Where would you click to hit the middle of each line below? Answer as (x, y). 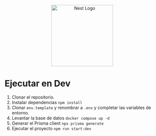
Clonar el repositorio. (33, 97)
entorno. (20, 112)
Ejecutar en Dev (38, 84)
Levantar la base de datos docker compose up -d (61, 118)
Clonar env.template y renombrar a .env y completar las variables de (81, 108)
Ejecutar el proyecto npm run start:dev (51, 128)
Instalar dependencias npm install (47, 102)
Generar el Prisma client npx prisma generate (58, 123)
